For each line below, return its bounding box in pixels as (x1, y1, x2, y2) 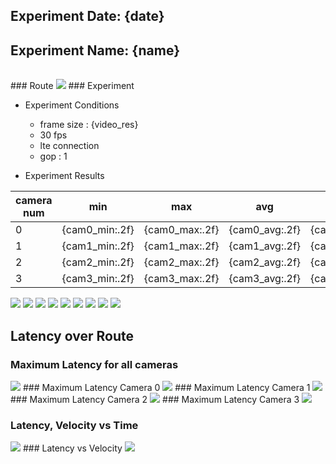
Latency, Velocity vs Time (10, 418, 139, 432)
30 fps (39, 129, 68, 141)
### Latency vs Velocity (22, 442, 123, 454)
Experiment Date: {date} (10, 8, 165, 25)
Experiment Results (24, 170, 105, 182)
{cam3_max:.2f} (143, 272, 220, 286)
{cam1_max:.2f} (143, 239, 220, 253)
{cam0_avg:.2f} (228, 223, 302, 237)
